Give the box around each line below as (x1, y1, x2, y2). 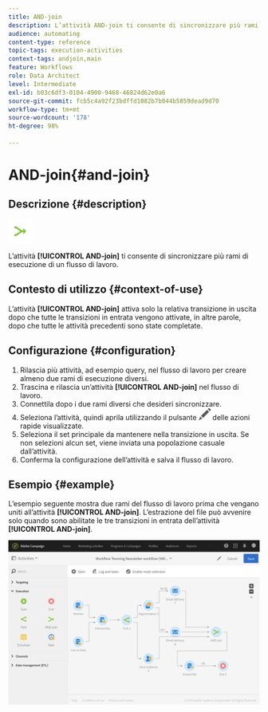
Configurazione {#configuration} (8, 344, 176, 358)
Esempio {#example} (8, 478, 116, 491)
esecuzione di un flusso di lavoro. (8, 259, 119, 269)
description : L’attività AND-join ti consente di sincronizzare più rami (8, 21, 259, 30)
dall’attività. (19, 446, 58, 456)
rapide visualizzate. (19, 421, 85, 431)
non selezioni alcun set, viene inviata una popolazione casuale (19, 438, 225, 447)
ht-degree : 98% (8, 122, 59, 131)
